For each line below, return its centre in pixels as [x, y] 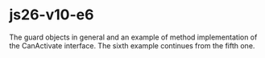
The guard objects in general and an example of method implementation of [133, 37]
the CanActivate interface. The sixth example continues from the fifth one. [132, 45]
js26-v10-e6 [52, 15]
